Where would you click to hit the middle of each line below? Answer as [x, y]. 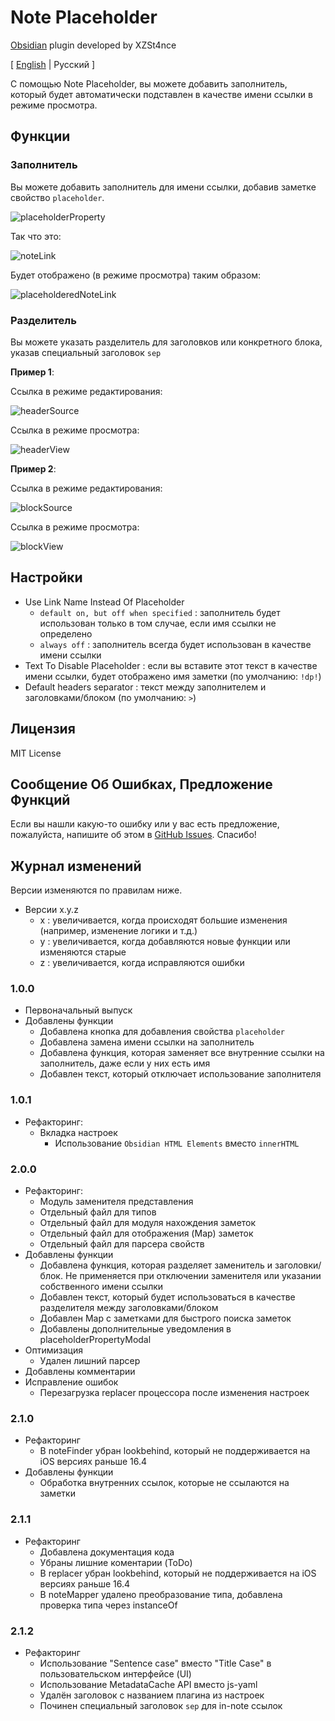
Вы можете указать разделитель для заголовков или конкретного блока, [166, 342]
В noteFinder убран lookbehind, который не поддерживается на [175, 1451]
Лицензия [43, 729]
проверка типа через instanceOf [108, 1605]
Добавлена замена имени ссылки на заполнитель [147, 1042]
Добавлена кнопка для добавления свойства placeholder [162, 1032]
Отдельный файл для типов [98, 1212]
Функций [40, 799]
